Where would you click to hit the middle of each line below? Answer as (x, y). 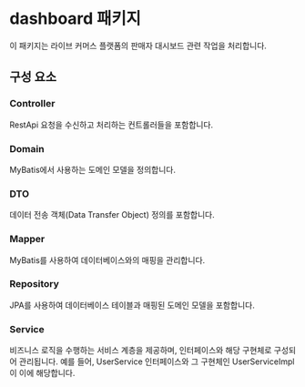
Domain (27, 148)
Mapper (27, 239)
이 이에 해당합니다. (42, 373)
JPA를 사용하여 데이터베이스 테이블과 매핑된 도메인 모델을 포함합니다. (132, 305)
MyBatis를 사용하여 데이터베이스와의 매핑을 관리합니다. (107, 260)
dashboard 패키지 (75, 19)
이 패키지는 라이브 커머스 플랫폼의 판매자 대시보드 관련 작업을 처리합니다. (138, 46)
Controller (32, 104)
